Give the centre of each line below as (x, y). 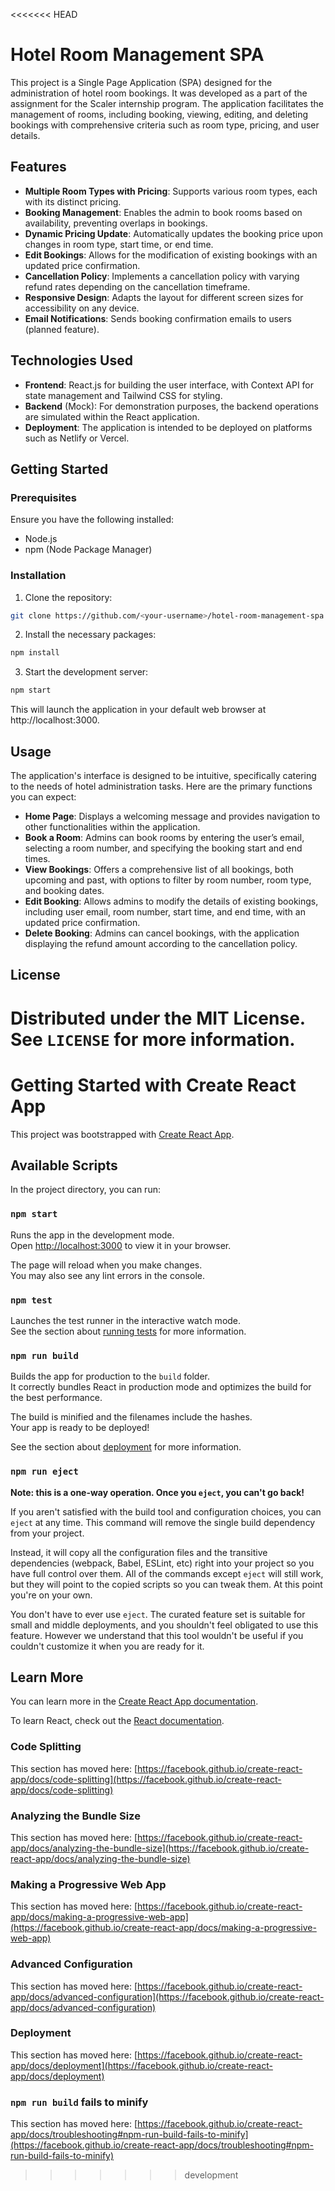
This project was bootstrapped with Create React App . (122, 1134)
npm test (31, 1300)
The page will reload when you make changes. (106, 1265)
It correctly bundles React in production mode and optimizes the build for (161, 1387)
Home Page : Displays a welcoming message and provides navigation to (172, 816)
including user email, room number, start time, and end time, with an (165, 911)
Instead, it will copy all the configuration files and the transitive (139, 1552)
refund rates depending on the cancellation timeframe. (137, 286)
